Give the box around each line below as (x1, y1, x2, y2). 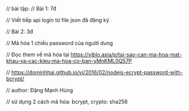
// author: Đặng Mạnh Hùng (6, 87, 73, 94)
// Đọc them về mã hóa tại (6, 51, 70, 58)
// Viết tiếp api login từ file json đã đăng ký (6, 17, 110, 23)
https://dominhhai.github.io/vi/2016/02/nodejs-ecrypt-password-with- (11, 69, 183, 76)
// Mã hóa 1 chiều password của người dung (6, 40, 113, 46)
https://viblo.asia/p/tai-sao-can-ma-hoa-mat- (71, 51, 182, 58)
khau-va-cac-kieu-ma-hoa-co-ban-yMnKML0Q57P (6, 58, 132, 64)
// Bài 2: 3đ (6, 28, 34, 35)
